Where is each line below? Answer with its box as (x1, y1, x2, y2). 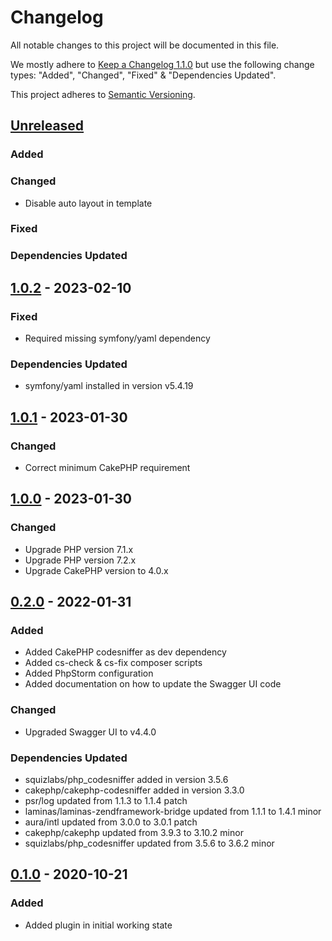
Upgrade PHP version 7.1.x (24, 543, 134, 555)
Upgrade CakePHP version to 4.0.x (24, 564, 169, 576)
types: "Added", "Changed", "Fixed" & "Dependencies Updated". (10, 69, 277, 81)
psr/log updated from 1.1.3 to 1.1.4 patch (24, 795, 188, 807)
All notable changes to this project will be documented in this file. (10, 39, 280, 51)
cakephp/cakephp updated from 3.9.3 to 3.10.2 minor (24, 827, 244, 839)
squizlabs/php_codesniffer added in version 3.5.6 (24, 774, 229, 786)
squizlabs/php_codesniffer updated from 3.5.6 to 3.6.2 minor (24, 837, 275, 850)
